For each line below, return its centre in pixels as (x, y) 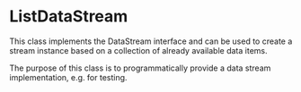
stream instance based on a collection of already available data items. (138, 50)
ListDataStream (69, 17)
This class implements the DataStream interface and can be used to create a (151, 41)
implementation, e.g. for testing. (68, 77)
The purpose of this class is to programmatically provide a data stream (140, 68)
